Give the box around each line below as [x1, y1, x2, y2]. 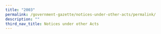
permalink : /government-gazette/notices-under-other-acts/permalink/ [5, 12, 156, 17]
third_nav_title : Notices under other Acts [5, 21, 99, 26]
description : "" [5, 16, 40, 21]
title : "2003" [5, 7, 36, 12]
